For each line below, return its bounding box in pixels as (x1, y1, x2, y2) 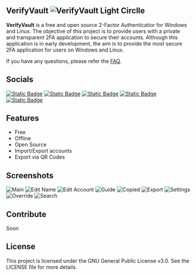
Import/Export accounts (14, 147, 72, 154)
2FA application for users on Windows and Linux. (6, 46, 125, 53)
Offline (14, 135, 31, 142)
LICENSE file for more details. (6, 263, 77, 270)
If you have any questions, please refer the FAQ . (6, 57, 122, 64)
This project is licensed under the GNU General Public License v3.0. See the (6, 257, 190, 264)
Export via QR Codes (14, 153, 66, 161)
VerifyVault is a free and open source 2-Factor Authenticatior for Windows (6, 21, 187, 28)
